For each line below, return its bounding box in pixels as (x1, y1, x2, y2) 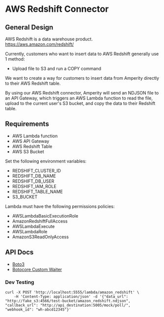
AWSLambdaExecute (12, 223, 55, 229)
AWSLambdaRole (12, 228, 48, 234)
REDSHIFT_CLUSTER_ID (12, 167, 61, 173)
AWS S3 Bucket (12, 149, 44, 155)
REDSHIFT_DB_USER (12, 178, 55, 184)
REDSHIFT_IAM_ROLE (12, 183, 56, 189)
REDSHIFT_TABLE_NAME (12, 189, 63, 194)
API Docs (5, 248, 34, 256)
